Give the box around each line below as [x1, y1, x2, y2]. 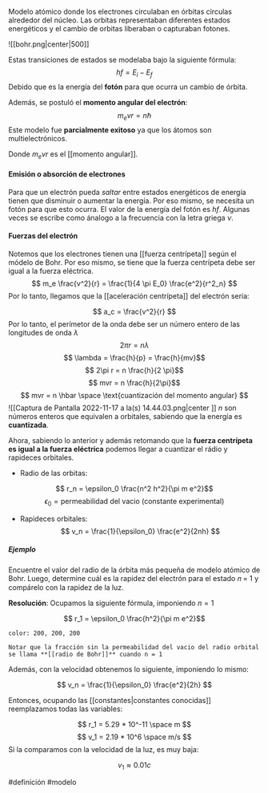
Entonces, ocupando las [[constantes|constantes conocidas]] [8, 695, 212, 705]
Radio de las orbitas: [19, 468, 88, 478]
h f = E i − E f [115, 67, 154, 79]
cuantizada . [8, 420, 49, 429]
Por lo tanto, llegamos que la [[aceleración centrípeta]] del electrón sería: [8, 291, 250, 300]
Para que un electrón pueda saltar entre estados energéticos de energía [8, 187, 246, 197]
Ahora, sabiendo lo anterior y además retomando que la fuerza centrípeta [8, 435, 254, 445]
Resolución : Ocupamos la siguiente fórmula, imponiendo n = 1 [8, 598, 214, 608]
